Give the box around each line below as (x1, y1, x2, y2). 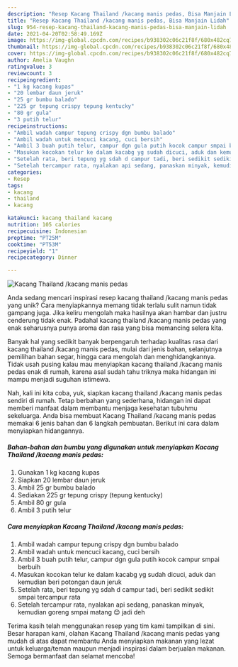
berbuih (17, 563, 41, 571)
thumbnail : (7, 43, 40, 50)
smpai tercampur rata (17, 593, 81, 602)
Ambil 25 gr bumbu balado (17, 483, 96, 492)
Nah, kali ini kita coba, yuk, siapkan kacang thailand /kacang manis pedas (7, 389, 222, 397)
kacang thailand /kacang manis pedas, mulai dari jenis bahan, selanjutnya (7, 345, 222, 353)
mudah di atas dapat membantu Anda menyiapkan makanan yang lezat (7, 636, 215, 646)
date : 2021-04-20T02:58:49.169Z (7, 30, 103, 38)
